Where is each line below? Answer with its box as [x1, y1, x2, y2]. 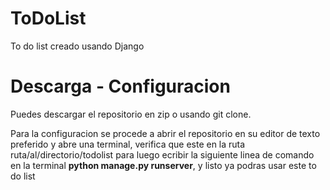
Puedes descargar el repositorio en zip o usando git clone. [10, 108, 252, 120]
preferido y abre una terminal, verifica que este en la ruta [10, 138, 246, 150]
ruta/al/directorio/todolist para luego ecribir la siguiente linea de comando [10, 148, 315, 161]
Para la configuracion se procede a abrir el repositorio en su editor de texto [10, 127, 321, 139]
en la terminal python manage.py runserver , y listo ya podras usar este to [10, 159, 317, 171]
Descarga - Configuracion [10, 75, 231, 98]
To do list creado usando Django [10, 40, 145, 52]
